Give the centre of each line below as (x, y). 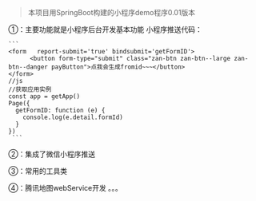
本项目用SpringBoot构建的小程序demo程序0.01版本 (112, 12)
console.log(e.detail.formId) (73, 117)
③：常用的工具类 (38, 171)
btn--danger (28, 67)
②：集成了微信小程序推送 (52, 154)
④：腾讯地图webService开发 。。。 (65, 188)
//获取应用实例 (30, 89)
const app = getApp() (44, 97)
